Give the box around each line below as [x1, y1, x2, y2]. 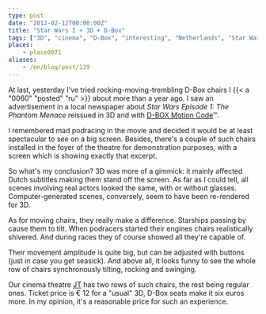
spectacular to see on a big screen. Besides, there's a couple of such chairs [8, 134, 256, 144]
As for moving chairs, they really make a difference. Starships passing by [8, 215, 247, 224]
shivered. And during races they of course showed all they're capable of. [8, 232, 246, 242]
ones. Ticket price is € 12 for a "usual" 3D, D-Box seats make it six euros [8, 288, 245, 297]
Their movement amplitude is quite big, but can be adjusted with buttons [8, 247, 245, 257]
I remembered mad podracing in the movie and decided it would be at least [8, 125, 253, 135]
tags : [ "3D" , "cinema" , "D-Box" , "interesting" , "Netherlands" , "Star [8, 33, 246, 42]
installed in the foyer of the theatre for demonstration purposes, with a [8, 142, 237, 151]
